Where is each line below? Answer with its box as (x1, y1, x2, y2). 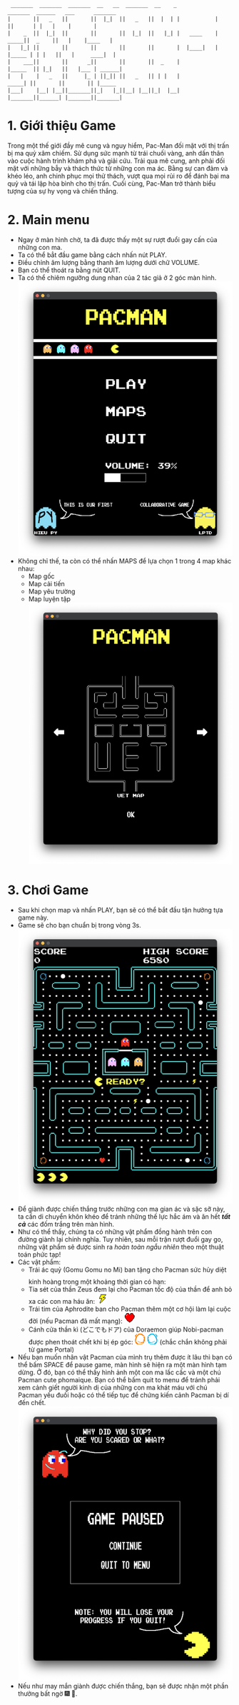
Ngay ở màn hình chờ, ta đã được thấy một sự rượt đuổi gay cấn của (17, 235, 218, 243)
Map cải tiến (28, 580, 66, 588)
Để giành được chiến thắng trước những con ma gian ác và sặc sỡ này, (17, 1204, 225, 1213)
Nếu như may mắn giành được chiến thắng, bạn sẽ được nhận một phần (17, 1682, 229, 1690)
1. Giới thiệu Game (7, 118, 116, 134)
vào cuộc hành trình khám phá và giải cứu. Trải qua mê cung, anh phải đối (7, 156, 225, 165)
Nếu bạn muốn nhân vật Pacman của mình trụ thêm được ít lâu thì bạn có (17, 1352, 233, 1361)
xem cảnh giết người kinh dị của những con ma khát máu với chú (17, 1383, 208, 1392)
